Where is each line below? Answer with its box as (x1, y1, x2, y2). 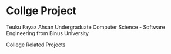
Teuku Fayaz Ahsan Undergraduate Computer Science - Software (6, 23, 166, 31)
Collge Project (6, 4, 77, 18)
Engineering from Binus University (6, 29, 89, 36)
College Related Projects (6, 41, 66, 48)
